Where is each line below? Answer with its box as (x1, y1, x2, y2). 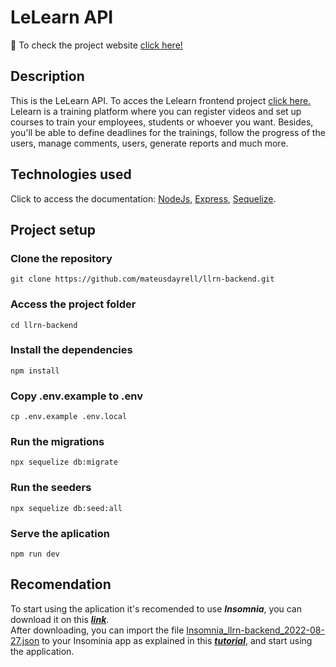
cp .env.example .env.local (10, 412, 128, 422)
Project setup (10, 221, 97, 238)
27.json (10, 634, 40, 646)
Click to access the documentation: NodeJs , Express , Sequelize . (10, 192, 277, 205)
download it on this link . (10, 613, 110, 625)
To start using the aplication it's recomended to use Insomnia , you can (10, 602, 303, 615)
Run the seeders (10, 481, 92, 495)
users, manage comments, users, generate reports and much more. (10, 137, 289, 149)
